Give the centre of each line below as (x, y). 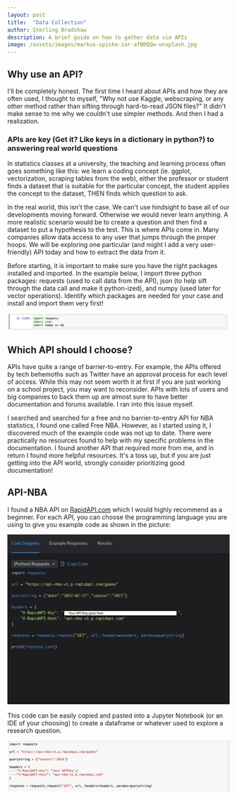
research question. (35, 731)
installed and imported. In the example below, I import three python (105, 273)
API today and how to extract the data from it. (99, 252)
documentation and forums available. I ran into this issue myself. (101, 404)
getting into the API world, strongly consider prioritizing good (96, 463)
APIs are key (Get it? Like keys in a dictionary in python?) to (111, 139)
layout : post (26, 15)
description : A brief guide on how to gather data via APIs (98, 37)
